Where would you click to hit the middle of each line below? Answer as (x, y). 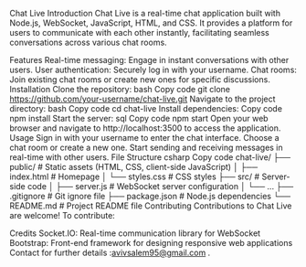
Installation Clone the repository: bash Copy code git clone (120, 89)
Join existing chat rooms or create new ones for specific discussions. (140, 80)
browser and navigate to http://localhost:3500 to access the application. (145, 128)
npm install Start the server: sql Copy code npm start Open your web (139, 118)
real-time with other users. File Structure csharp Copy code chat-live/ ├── (150, 157)
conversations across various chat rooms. (88, 42)
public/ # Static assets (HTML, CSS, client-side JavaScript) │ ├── (134, 167)
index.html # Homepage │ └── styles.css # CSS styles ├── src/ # (135, 176)
